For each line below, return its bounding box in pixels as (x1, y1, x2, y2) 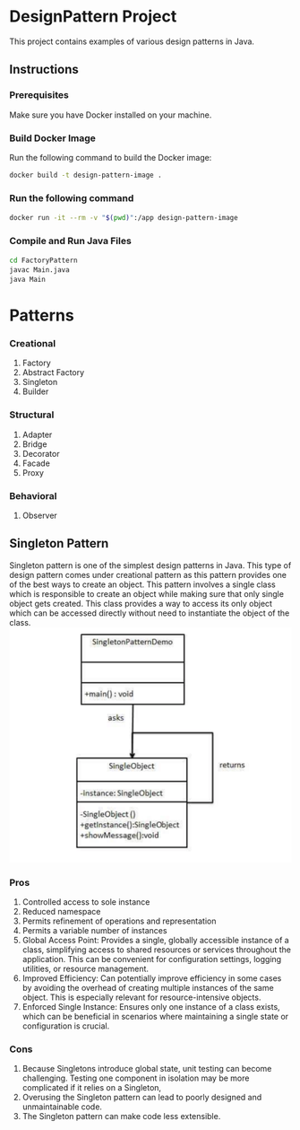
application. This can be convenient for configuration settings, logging (21, 954, 282, 965)
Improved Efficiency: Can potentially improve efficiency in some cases (21, 973, 282, 984)
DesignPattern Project (9, 6, 177, 27)
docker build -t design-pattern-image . (9, 171, 163, 180)
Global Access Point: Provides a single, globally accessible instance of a (21, 935, 289, 946)
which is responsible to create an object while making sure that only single (9, 588, 285, 599)
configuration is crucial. (21, 1021, 110, 1031)
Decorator (21, 448, 60, 459)
